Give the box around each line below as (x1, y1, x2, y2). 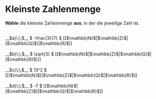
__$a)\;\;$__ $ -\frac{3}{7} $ (5, 35, 62, 41)
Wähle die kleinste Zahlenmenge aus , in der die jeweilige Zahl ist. (5, 20, 140, 26)
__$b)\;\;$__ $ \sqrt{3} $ (5, 51, 54, 57)
